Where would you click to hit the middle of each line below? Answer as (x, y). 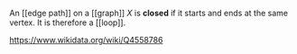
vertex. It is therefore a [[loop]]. (68, 22)
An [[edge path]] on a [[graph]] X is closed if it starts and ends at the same (149, 13)
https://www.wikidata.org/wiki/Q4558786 (86, 40)
